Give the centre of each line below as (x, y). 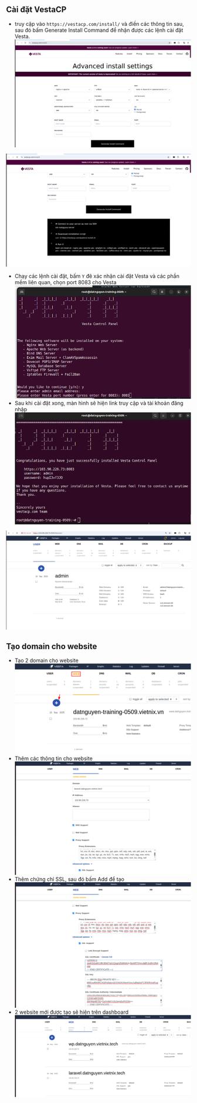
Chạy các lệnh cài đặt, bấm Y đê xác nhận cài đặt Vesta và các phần (97, 276)
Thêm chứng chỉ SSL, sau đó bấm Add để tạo (69, 879)
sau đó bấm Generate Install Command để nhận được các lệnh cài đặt (99, 30)
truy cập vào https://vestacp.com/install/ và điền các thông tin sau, (99, 23)
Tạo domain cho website (52, 646)
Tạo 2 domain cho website (47, 661)
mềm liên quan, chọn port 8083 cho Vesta (65, 283)
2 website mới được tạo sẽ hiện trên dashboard (72, 1012)
